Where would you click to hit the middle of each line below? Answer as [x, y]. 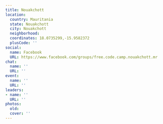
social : [13, 48]
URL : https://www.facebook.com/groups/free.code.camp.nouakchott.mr [84, 57]
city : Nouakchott [28, 29]
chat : [11, 62]
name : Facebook [26, 52]
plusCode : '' [24, 43]
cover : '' [20, 114]
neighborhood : [25, 33]
